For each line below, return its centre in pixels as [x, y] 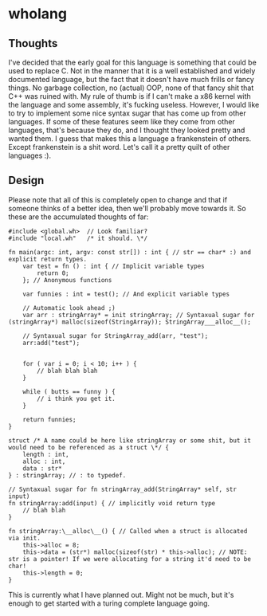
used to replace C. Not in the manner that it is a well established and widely [132, 71]
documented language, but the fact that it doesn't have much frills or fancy [132, 79]
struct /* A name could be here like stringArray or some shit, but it [130, 440]
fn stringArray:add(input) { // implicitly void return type [112, 503]
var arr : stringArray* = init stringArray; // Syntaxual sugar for [139, 315]
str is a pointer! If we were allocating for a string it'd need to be [130, 559]
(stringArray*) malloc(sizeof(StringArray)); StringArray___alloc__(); [130, 322]
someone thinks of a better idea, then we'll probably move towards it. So [127, 208]
